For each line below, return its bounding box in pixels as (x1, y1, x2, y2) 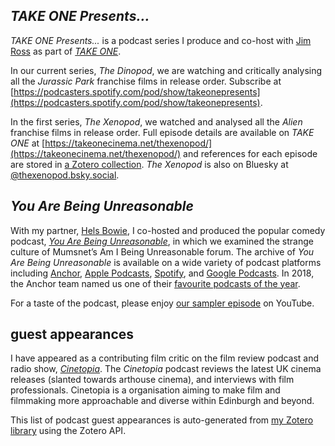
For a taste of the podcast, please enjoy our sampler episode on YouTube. (10, 297, 315, 309)
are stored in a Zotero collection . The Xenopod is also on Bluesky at (10, 158, 289, 170)
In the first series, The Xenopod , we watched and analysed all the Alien (10, 115, 303, 128)
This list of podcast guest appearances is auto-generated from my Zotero (10, 414, 314, 426)
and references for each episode (183, 147, 318, 159)
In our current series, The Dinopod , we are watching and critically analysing (10, 64, 323, 76)
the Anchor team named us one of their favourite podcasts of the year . (10, 277, 301, 289)
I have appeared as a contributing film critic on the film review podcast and (10, 352, 320, 364)
